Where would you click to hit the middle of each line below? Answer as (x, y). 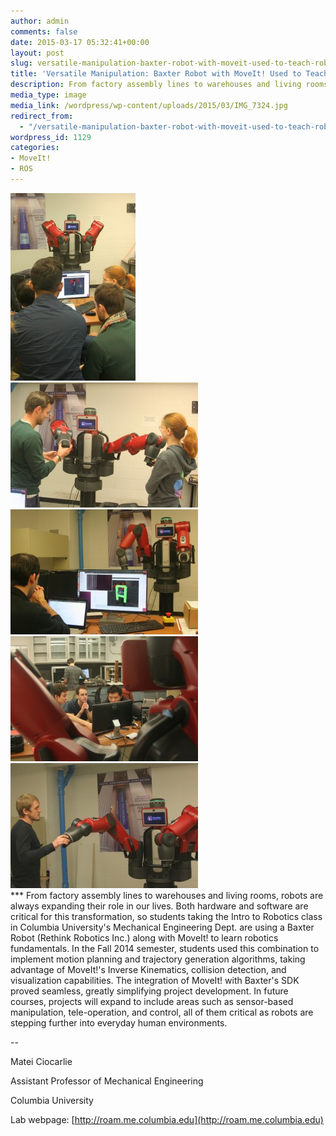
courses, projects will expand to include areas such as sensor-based (152, 1001)
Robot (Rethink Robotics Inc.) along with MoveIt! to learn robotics (144, 937)
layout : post (37, 53)
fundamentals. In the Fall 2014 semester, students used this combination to (165, 948)
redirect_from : (42, 116)
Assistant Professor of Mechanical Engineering (107, 1081)
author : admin (40, 21)
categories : (35, 148)
